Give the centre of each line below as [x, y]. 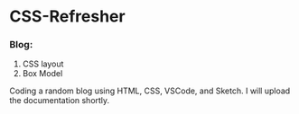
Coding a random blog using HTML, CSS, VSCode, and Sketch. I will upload [150, 91]
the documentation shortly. [60, 101]
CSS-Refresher [67, 17]
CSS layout [43, 64]
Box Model [42, 74]
